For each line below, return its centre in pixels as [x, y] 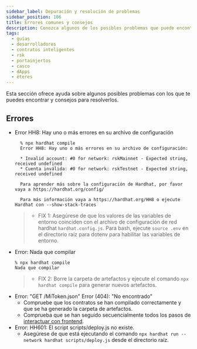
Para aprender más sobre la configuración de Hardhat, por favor [101, 184]
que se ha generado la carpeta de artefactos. [78, 309]
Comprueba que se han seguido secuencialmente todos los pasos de [107, 315]
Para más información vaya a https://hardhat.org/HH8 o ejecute [100, 199]
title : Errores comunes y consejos [50, 22]
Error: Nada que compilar [45, 252]
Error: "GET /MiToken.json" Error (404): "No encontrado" [84, 296]
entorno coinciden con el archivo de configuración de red [108, 222]
